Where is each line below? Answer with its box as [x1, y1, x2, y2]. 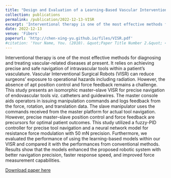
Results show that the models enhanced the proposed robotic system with [5, 146, 161, 153]
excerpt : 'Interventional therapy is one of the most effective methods [5, 21, 163, 27]
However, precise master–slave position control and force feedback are [5, 114, 155, 120]
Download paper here [5, 167, 51, 173]
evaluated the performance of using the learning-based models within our [5, 135, 160, 141]
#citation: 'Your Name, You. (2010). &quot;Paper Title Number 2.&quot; [5, 41, 163, 46]
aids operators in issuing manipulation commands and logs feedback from [5, 98, 161, 104]
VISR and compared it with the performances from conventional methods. [5, 141, 160, 147]
